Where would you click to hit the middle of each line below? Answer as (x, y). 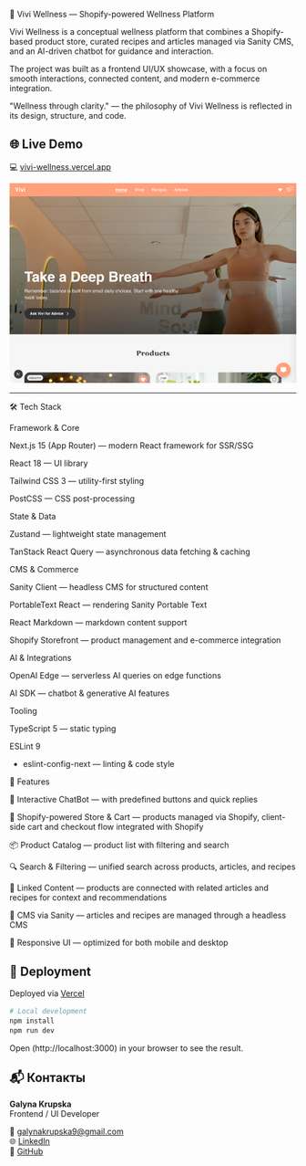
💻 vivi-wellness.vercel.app (61, 167)
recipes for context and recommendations (88, 898)
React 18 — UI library (49, 463)
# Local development (49, 1011)
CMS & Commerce (44, 570)
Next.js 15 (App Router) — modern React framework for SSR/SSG (132, 446)
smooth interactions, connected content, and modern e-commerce (135, 79)
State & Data (33, 517)
